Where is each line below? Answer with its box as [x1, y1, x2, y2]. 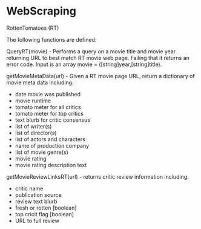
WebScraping [6, 4, 77, 18]
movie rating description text [15, 161, 87, 168]
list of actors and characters [15, 135, 86, 143]
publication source [15, 191, 62, 198]
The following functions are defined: [6, 36, 97, 43]
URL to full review [15, 217, 59, 224]
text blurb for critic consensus [15, 116, 91, 124]
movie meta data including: [6, 79, 74, 86]
